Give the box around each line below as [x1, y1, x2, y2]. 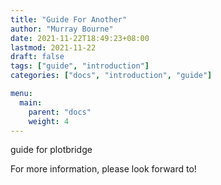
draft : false [10, 52, 65, 62]
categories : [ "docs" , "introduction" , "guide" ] [10, 71, 213, 81]
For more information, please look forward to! [10, 163, 197, 175]
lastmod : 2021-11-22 [10, 42, 97, 53]
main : [19, 97, 43, 108]
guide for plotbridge [10, 144, 93, 156]
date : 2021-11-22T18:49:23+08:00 [10, 33, 150, 43]
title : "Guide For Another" [10, 14, 128, 25]
